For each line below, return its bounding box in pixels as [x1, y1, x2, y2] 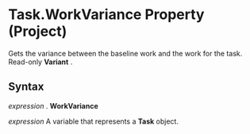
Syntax [8, 80, 44, 94]
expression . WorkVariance [8, 101, 99, 110]
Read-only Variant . [8, 57, 73, 67]
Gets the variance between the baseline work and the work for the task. [8, 48, 243, 58]
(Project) [8, 22, 67, 40]
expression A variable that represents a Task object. [8, 117, 179, 126]
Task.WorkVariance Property [8, 6, 205, 24]
